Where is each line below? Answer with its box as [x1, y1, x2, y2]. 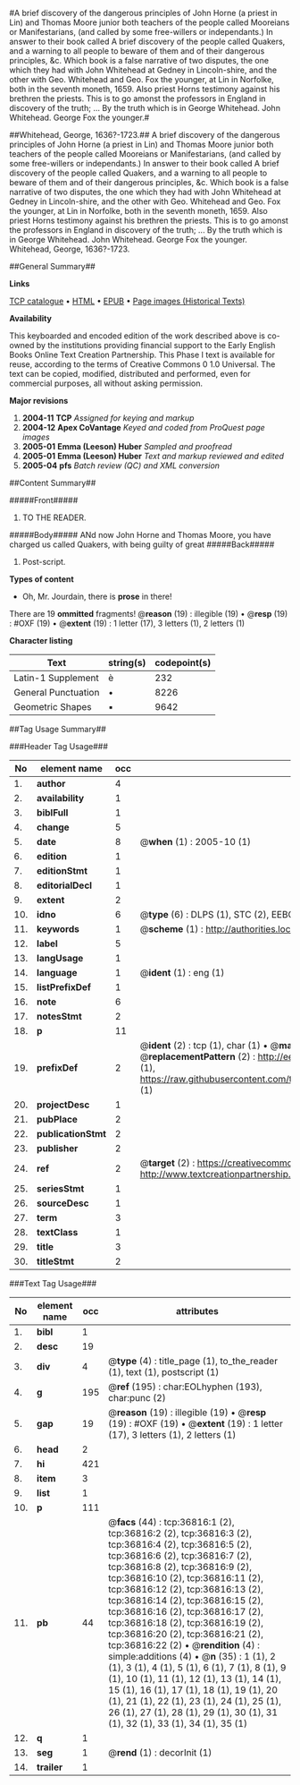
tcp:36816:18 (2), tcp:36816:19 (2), [108, 1617, 263, 1628]
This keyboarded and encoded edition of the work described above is [9, 330, 266, 341]
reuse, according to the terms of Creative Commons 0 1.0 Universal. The [9, 359, 276, 370]
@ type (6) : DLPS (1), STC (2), [139, 909, 270, 920]
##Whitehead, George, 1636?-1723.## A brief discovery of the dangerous [9, 130, 280, 140]
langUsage [37, 952, 84, 964]
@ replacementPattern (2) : [139, 1051, 256, 1063]
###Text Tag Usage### [9, 1278, 97, 1288]
